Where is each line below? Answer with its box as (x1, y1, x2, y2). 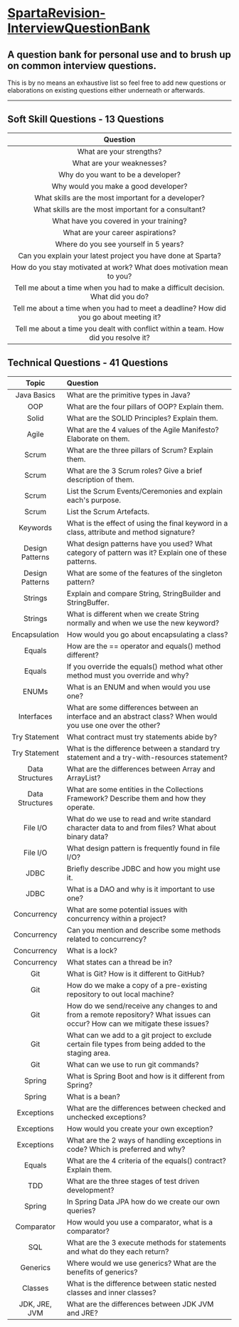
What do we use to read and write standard (66, 813, 211, 823)
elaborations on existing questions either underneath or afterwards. (7, 86, 205, 94)
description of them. (66, 474, 134, 484)
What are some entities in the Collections (66, 784, 204, 794)
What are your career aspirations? (63, 227, 176, 237)
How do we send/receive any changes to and (66, 1001, 218, 1011)
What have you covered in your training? (52, 216, 187, 226)
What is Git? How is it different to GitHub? (66, 969, 205, 979)
